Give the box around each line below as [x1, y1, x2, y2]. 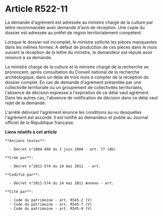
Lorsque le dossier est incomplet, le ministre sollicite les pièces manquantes [5, 39, 157, 45]
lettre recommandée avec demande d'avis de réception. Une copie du [5, 24, 145, 30]
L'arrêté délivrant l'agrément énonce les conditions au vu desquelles [5, 109, 142, 115]
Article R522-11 [5, 3, 68, 15]
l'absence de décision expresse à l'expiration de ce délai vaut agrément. [5, 90, 150, 95]
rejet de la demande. [5, 100, 47, 106]
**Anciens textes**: [5, 138, 47, 143]
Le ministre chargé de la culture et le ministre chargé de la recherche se [5, 64, 149, 70]
